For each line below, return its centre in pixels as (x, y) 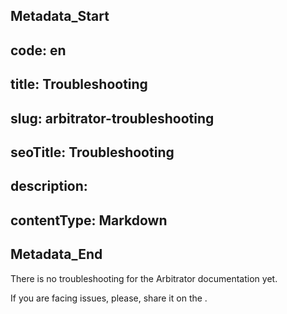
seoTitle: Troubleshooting (92, 152)
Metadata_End (56, 254)
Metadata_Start (60, 16)
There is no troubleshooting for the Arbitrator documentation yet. (144, 278)
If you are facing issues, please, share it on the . (109, 298)
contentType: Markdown (89, 220)
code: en (38, 50)
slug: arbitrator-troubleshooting (112, 118)
